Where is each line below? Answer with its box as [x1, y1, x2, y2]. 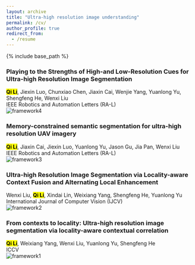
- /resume [11, 36, 36, 42]
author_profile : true [6, 25, 60, 31]
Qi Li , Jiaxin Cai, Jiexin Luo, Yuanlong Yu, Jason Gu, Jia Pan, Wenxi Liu [6, 143, 180, 150]
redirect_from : [6, 31, 44, 37]
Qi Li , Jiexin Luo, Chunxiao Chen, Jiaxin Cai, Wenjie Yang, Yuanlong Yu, [6, 89, 181, 96]
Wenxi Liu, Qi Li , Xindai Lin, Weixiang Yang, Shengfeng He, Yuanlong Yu [6, 191, 183, 198]
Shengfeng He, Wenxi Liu [6, 94, 68, 102]
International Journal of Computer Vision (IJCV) [6, 197, 123, 205]
